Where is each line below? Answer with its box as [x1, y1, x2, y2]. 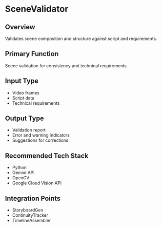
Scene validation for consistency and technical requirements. [5, 62, 128, 69]
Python [12, 165, 27, 170]
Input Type [5, 77, 39, 85]
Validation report [12, 127, 46, 133]
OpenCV [12, 175, 30, 181]
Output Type [5, 114, 44, 123]
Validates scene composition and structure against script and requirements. [5, 36, 158, 41]
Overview [5, 23, 36, 31]
